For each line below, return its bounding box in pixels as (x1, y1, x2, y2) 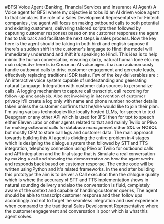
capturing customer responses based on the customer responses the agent (5, 31, 159, 36)
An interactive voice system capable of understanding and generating (5, 77, 147, 83)
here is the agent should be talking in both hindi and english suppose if (5, 41, 149, 46)
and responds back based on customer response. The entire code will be (5, 161, 154, 167)
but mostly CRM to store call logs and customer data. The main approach (5, 130, 154, 135)
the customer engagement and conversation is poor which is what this (5, 208, 148, 214)
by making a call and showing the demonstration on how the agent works (5, 156, 154, 161)
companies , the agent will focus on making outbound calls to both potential (5, 20, 159, 26)
